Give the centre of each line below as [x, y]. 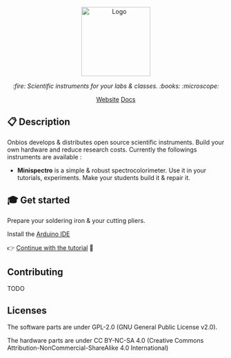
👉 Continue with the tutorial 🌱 [51, 248]
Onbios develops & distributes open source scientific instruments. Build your [116, 142]
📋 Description [39, 122]
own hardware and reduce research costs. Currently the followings [102, 150]
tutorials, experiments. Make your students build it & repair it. [104, 177]
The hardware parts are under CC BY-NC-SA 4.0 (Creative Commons [106, 341]
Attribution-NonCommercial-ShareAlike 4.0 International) [88, 348]
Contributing [35, 272]
